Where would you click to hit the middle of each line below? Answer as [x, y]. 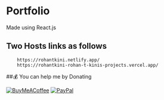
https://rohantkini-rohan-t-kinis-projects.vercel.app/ [88, 65]
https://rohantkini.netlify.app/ [58, 60]
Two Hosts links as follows [57, 46]
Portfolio [28, 11]
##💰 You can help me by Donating [49, 76]
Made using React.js [31, 27]
